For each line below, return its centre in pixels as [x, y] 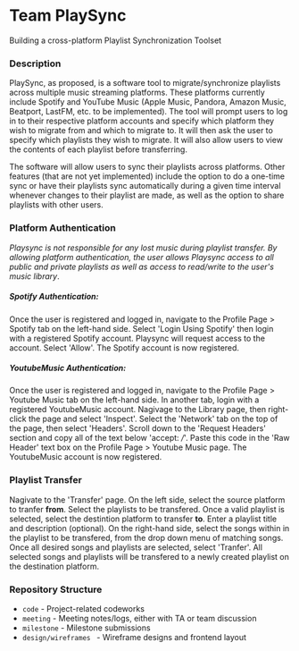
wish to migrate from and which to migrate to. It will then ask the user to [141, 131]
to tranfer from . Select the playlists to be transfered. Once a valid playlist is [147, 509]
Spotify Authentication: [54, 297]
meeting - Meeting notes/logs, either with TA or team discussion [139, 619]
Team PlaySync [68, 16]
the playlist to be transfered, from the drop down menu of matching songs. [146, 537]
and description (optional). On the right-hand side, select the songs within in [149, 528]
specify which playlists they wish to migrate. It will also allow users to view [146, 140]
